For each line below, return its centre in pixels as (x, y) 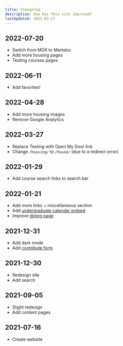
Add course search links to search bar (50, 178)
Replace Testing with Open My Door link (52, 146)
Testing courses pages (35, 60)
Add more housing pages (37, 55)
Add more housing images (38, 114)
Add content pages (31, 312)
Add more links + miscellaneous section (52, 206)
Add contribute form (32, 248)
